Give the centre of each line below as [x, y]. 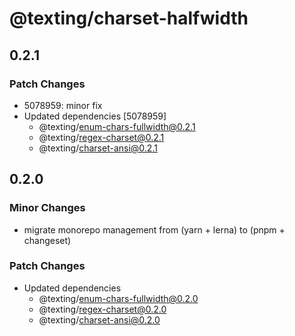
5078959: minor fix [63, 105]
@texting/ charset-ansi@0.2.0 [99, 319]
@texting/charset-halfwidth [129, 18]
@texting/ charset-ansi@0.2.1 [98, 148]
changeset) [47, 240]
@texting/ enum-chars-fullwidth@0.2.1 [117, 126]
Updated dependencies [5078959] [95, 116]
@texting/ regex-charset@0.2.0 [102, 309]
